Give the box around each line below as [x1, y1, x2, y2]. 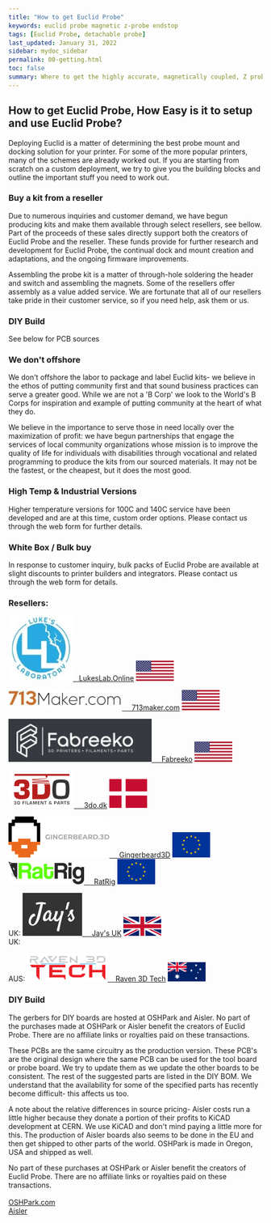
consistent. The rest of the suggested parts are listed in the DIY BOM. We [8, 1071, 252, 1081]
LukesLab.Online [78, 673, 135, 683]
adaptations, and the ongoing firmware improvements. [8, 253, 190, 263]
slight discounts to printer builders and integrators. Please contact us [8, 569, 238, 579]
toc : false [8, 65, 45, 73]
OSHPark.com [8, 1197, 56, 1207]
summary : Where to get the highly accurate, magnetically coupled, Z [8, 73, 248, 81]
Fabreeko [161, 754, 194, 764]
